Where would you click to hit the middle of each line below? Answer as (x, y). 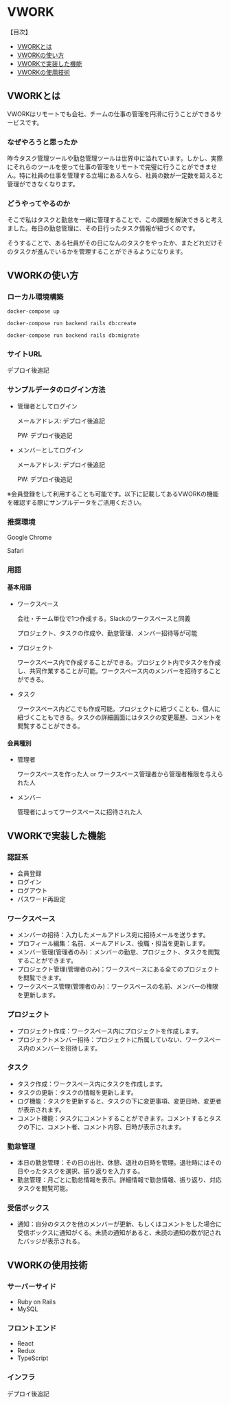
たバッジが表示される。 (50, 1241)
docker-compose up (33, 311)
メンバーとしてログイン (50, 450)
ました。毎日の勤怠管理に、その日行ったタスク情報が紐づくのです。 (103, 228)
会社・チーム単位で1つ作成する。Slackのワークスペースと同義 (104, 619)
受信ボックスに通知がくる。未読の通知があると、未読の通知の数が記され (119, 1233)
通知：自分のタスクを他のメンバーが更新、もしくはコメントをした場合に (119, 1224)
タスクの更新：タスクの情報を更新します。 (77, 1092)
